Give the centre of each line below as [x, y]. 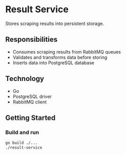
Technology [25, 79]
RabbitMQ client [30, 102]
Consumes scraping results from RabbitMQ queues [67, 51]
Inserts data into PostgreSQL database [54, 63]
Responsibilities [31, 40]
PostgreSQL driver [32, 96]
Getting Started [30, 118]
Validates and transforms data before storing [60, 57]
